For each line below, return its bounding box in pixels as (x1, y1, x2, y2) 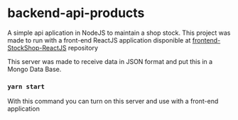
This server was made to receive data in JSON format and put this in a (7, 57, 213, 65)
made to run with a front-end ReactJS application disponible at (7, 36, 191, 44)
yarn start (7, 82, 45, 90)
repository (67, 43, 98, 52)
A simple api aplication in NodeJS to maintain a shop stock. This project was (7, 28, 231, 37)
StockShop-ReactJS (7, 43, 67, 52)
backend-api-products (7, 5, 145, 21)
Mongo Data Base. (7, 65, 62, 73)
